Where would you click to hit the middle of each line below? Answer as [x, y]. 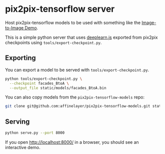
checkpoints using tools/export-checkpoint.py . [54, 42]
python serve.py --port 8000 [35, 133]
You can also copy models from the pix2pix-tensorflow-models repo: [75, 97]
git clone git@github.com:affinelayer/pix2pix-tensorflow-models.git [78, 106]
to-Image [14, 27]
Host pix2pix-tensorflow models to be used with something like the [73, 23]
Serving [17, 121]
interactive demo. [23, 147]
